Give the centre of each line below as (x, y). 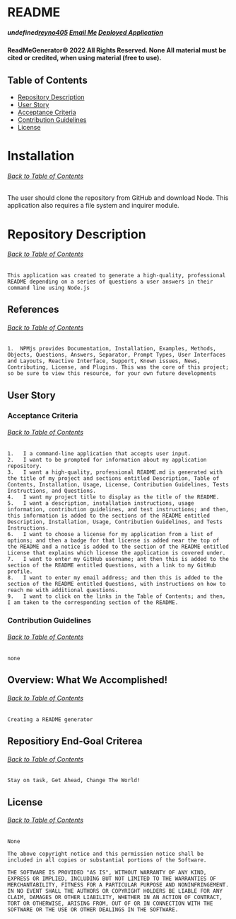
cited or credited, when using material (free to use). (84, 58)
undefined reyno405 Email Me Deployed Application (85, 32)
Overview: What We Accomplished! (88, 680)
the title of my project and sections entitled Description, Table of (113, 478)
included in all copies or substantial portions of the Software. (107, 860)
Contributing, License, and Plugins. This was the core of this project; (118, 367)
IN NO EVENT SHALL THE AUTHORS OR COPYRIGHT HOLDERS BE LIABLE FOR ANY (115, 891)
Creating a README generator (50, 719)
